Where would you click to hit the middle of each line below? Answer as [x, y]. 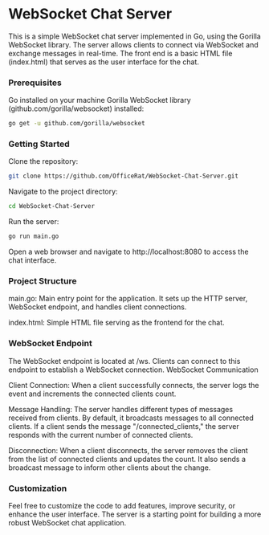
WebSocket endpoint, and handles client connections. [98, 307]
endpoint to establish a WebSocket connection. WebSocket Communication [133, 370]
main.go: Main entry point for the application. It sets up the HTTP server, [128, 299]
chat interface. [33, 260]
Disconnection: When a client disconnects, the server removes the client [128, 450]
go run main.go [34, 237]
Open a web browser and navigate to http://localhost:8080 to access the [128, 252]
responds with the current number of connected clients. [101, 435]
